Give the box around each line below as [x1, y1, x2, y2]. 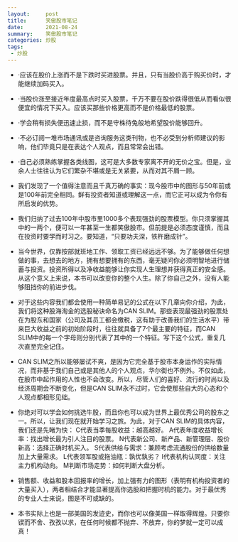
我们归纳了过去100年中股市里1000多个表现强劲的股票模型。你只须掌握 [17, 214, 224, 222]
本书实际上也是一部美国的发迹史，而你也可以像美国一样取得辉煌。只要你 [17, 509, 229, 517]
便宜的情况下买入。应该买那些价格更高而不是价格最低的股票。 [17, 103, 199, 112]
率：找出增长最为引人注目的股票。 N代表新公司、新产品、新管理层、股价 [17, 434, 230, 443]
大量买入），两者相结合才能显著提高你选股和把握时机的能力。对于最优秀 [17, 484, 227, 494]
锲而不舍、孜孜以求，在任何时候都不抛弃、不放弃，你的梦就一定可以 [17, 518, 217, 526]
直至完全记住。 [23, 342, 68, 350]
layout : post [7, 10, 59, 18]
